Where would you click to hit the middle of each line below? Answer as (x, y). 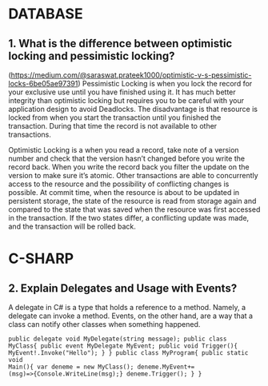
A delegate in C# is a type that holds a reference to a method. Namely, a (127, 307)
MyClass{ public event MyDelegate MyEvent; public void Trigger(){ (123, 346)
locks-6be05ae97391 (43, 84)
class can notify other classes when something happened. (104, 324)
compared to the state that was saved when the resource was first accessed (134, 209)
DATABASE (46, 14)
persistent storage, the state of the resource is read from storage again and (132, 201)
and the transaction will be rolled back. (72, 226)
